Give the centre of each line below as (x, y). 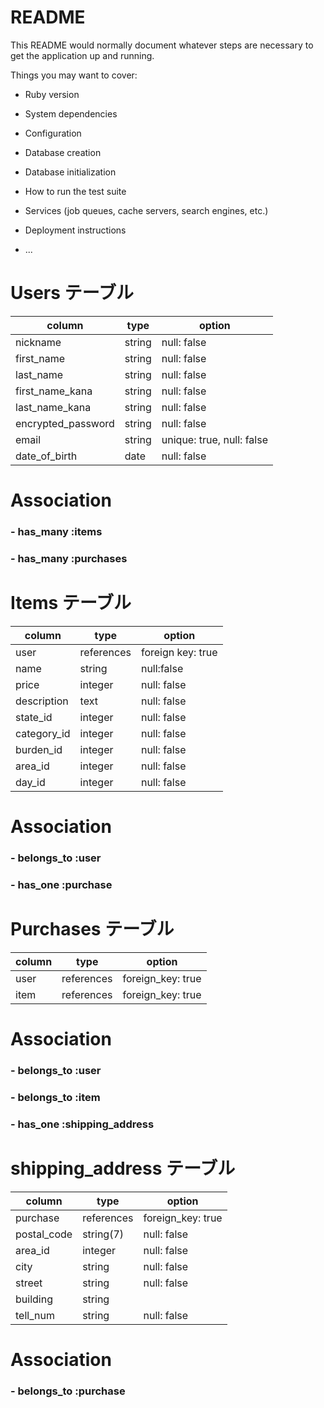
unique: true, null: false (214, 439)
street (29, 1283)
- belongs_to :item (55, 1097)
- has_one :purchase (61, 884)
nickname (38, 342)
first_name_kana (54, 391)
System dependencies (71, 113)
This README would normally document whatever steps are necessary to (162, 45)
